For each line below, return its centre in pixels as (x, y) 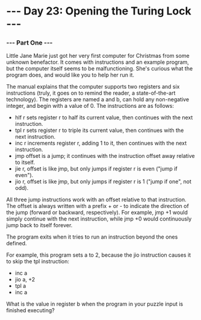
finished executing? (31, 310)
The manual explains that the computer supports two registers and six (93, 87)
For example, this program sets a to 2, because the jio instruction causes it (99, 255)
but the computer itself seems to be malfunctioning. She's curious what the (100, 69)
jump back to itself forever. (39, 225)
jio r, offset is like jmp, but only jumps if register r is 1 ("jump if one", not (103, 181)
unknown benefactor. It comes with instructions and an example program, (98, 62)
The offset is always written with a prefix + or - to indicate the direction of (98, 206)
